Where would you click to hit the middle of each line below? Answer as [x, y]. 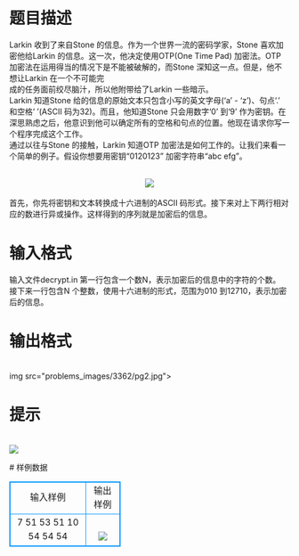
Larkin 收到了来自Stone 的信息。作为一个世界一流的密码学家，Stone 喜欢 [142, 45]
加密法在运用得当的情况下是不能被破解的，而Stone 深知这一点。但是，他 [142, 67]
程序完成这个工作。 [52, 134]
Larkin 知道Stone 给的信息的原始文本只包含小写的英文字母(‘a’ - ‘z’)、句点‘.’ [145, 100]
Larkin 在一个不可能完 [65, 78]
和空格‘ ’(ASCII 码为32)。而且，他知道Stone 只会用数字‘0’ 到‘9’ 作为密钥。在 [148, 111]
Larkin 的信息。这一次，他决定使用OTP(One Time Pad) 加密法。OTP [157, 55]
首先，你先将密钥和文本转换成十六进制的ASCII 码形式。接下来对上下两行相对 [149, 202]
